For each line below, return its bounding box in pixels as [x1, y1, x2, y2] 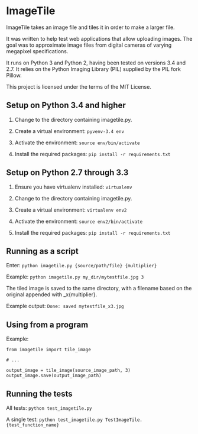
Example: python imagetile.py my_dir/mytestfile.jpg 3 [6, 273, 144, 280]
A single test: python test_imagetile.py [6, 416, 103, 423]
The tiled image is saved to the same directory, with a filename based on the [6, 285, 192, 292]
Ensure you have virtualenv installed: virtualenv [14, 183, 132, 190]
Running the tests [6, 388, 73, 399]
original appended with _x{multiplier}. [6, 291, 98, 298]
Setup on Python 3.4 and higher [6, 101, 126, 111]
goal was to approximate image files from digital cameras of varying [6, 41, 172, 48]
